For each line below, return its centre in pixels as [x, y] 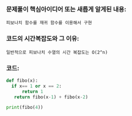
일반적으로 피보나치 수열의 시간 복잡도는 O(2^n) [57, 52]
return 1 [32, 91]
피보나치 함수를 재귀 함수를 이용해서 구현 [49, 23]
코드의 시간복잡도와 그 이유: [43, 39]
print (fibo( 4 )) [25, 108]
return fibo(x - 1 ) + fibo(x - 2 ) [51, 97]
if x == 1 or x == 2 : [37, 86]
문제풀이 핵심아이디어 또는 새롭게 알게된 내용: [66, 9]
